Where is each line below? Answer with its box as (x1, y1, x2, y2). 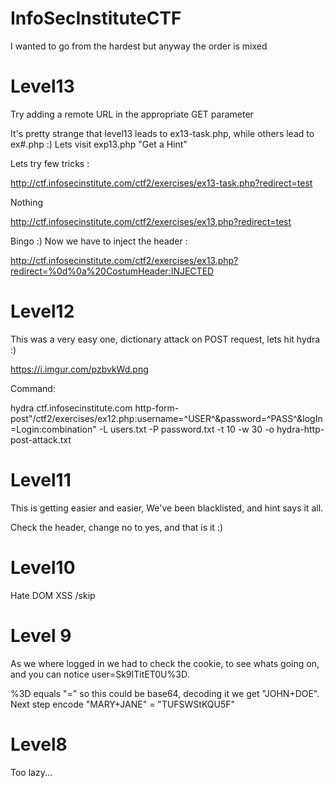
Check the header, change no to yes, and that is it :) (10, 521, 224, 533)
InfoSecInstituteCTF (10, 7, 182, 30)
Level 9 (10, 624, 72, 647)
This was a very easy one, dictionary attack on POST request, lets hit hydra (10, 333, 321, 345)
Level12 (10, 300, 75, 323)
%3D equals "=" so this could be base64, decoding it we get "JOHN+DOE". (10, 687, 320, 699)
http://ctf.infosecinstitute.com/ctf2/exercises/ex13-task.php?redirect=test (10, 177, 313, 189)
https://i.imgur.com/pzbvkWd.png (10, 363, 149, 375)
